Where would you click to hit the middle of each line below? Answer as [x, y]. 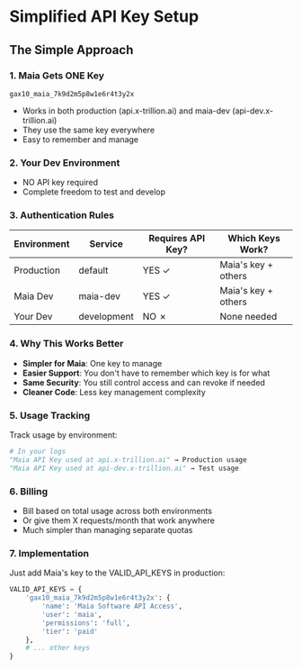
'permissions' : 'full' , [86, 623]
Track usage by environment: [63, 435]
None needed [249, 317]
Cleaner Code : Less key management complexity [114, 392]
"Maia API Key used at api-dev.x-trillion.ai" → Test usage [124, 468]
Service [107, 244]
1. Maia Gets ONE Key [57, 76]
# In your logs [38, 452]
